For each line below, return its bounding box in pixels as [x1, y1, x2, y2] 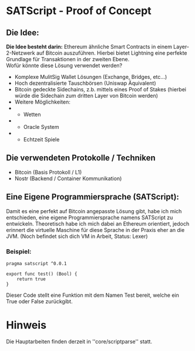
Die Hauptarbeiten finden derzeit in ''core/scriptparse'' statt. [6, 337, 153, 345]
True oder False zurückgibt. [6, 297, 73, 304]
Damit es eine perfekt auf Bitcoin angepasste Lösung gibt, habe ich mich [6, 207, 182, 214]
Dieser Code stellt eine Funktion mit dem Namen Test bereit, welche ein [6, 292, 179, 299]
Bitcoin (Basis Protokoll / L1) [14, 168, 82, 175]
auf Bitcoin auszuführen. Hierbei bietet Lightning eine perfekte [36, 49, 187, 57]
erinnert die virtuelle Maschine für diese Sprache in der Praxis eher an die [6, 226, 185, 233]
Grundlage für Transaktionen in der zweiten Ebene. [6, 56, 130, 62]
